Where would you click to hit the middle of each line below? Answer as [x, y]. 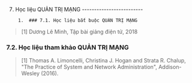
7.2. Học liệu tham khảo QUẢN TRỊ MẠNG [68, 47]
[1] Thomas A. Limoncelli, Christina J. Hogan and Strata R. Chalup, [104, 61]
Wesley [30, 73]
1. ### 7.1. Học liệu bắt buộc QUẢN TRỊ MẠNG [78, 21]
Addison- [170, 67]
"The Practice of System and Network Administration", [89, 67]
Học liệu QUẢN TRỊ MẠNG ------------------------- [79, 9]
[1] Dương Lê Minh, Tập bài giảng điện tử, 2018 [79, 32]
